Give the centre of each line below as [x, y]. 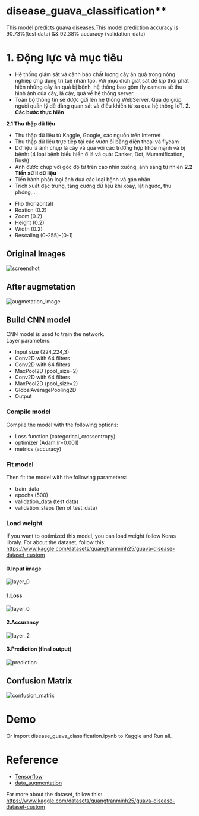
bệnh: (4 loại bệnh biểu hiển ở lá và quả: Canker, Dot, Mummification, [99, 154]
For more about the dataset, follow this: [54, 794]
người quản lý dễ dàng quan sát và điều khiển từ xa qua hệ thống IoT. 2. [102, 106]
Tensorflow [29, 776]
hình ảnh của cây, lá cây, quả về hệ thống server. [75, 93]
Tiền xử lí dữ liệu [35, 173]
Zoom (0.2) [29, 216]
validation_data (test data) [47, 501]
